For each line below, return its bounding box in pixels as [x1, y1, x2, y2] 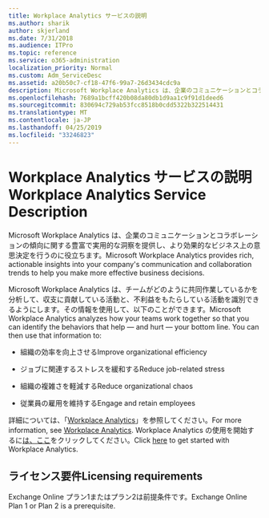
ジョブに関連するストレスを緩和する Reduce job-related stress [19, 364, 226, 374]
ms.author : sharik [8, 19, 70, 27]
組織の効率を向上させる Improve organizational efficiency [19, 346, 207, 357]
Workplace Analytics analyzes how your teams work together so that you [8, 314, 250, 323]
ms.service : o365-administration [8, 57, 120, 65]
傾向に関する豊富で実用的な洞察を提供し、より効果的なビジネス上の [29, 240, 254, 249]
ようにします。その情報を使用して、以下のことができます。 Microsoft [14, 304, 242, 314]
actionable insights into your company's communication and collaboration [8, 259, 252, 269]
